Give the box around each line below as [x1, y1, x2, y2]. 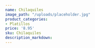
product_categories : [5, 16, 48, 21]
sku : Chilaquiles [5, 30, 41, 35]
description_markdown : [5, 35, 52, 40]
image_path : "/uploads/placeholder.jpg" [5, 12, 91, 17]
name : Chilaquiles [5, 7, 43, 12]
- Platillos [5, 21, 30, 26]
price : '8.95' [5, 26, 35, 31]
